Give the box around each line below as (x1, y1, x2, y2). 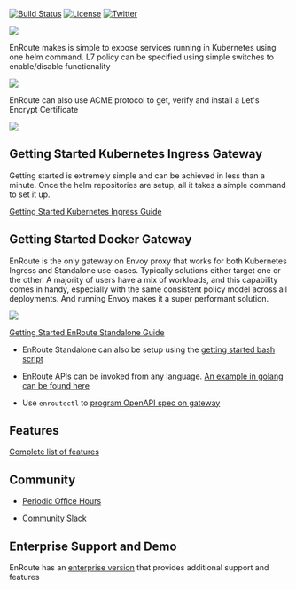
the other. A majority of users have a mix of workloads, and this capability (9, 274, 278, 285)
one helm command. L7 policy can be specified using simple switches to (9, 51, 275, 62)
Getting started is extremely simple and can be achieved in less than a (9, 169, 266, 181)
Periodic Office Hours (21, 496, 102, 507)
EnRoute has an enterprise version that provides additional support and (9, 562, 269, 573)
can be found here (21, 380, 90, 390)
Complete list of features (9, 446, 100, 457)
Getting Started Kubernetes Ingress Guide (9, 206, 162, 216)
